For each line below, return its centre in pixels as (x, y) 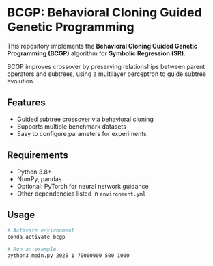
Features (26, 103)
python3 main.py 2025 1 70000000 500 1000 (68, 256)
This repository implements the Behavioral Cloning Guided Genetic (102, 46)
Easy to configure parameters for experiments (82, 133)
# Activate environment (41, 230)
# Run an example (32, 250)
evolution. (21, 81)
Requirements (38, 155)
